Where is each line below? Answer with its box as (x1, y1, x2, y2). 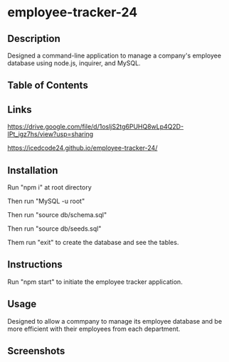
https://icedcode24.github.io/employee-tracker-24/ (7, 143, 158, 153)
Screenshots (7, 345, 65, 357)
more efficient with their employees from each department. (7, 324, 181, 333)
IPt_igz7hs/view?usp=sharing (7, 130, 94, 138)
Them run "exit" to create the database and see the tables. (7, 238, 179, 247)
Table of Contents (7, 79, 89, 92)
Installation (7, 164, 58, 176)
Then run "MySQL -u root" (7, 197, 85, 206)
